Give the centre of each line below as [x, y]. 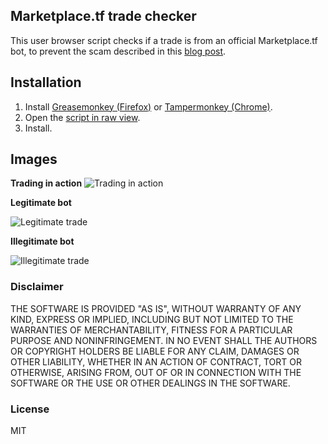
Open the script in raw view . [82, 117]
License [30, 409]
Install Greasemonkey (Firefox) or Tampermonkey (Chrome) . [148, 106]
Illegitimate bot [42, 241]
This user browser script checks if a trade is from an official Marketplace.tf [164, 40]
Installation [46, 82]
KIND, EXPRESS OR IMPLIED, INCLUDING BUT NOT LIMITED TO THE [152, 319]
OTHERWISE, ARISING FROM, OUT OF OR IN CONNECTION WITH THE [156, 372]
